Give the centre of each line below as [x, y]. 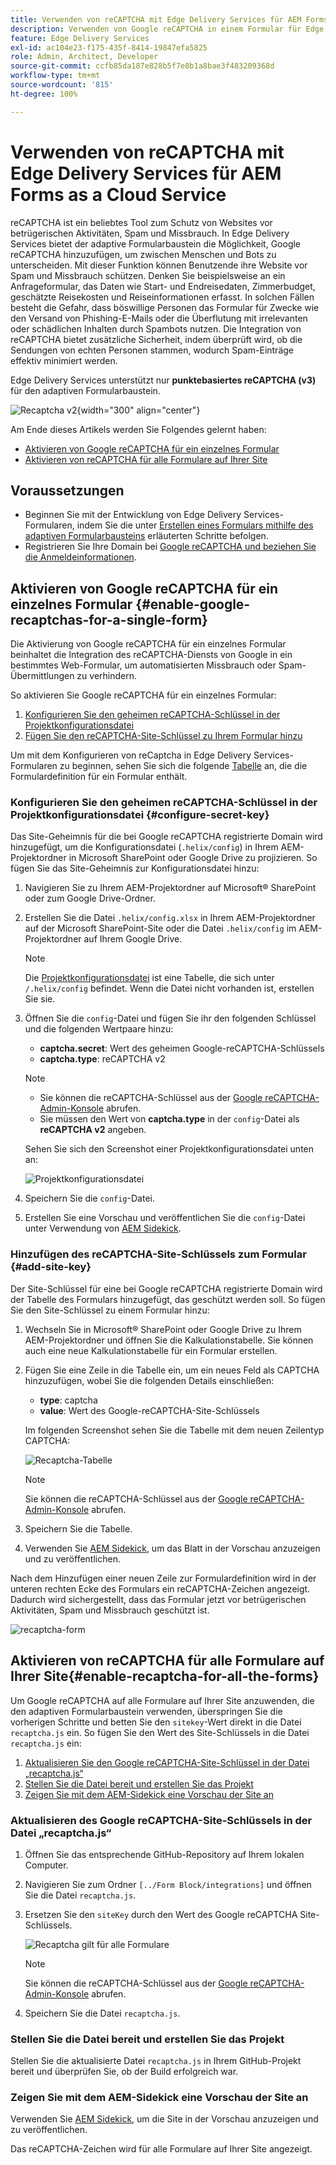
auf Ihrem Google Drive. [133, 939]
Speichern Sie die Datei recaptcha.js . [102, 2013]
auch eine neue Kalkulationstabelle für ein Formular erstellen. [151, 1350]
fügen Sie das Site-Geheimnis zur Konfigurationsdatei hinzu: [135, 868]
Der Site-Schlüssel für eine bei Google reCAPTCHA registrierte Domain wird [166, 1288]
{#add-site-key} [51, 1267]
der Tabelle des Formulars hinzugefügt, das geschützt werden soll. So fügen [168, 1299]
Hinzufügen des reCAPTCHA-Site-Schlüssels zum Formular [158, 1254]
